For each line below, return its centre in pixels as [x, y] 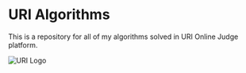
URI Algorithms [59, 15]
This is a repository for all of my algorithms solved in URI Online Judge [123, 36]
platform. [23, 44]
